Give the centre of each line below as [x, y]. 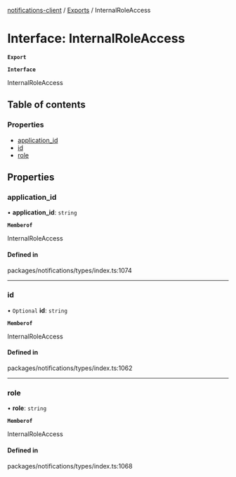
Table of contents [46, 105]
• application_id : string [42, 212]
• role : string [27, 408]
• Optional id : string [38, 310]
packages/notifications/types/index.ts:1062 [70, 368]
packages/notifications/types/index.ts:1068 [70, 466]
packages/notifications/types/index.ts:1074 [70, 270]
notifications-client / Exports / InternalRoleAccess [79, 10]
